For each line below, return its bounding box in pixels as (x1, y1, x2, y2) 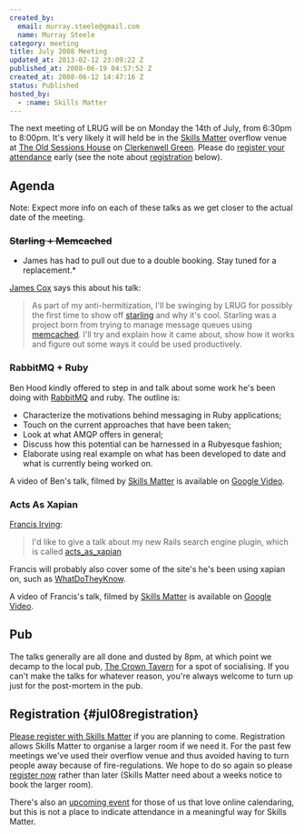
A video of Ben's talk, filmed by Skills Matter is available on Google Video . (9, 475, 286, 487)
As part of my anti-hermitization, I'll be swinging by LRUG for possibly (31, 300, 293, 311)
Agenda (9, 178, 55, 194)
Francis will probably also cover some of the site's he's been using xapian (9, 564, 286, 575)
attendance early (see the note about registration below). (9, 152, 223, 163)
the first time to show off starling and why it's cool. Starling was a (31, 310, 277, 321)
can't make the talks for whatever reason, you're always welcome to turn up (9, 670, 293, 681)
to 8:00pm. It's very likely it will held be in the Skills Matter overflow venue (9, 133, 288, 144)
